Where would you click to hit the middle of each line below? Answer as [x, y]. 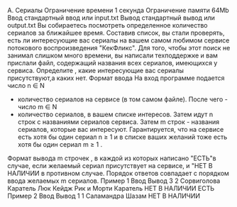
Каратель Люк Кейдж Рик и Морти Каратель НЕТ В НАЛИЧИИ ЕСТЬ [111, 188]
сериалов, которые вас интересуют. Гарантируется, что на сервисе [121, 129]
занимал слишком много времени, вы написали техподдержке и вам [113, 55]
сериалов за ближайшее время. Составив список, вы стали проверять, [116, 33]
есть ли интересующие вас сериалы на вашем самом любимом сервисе [118, 40]
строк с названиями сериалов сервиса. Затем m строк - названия [118, 122]
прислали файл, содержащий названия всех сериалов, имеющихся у [112, 63]
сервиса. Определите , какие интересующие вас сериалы [96, 71]
